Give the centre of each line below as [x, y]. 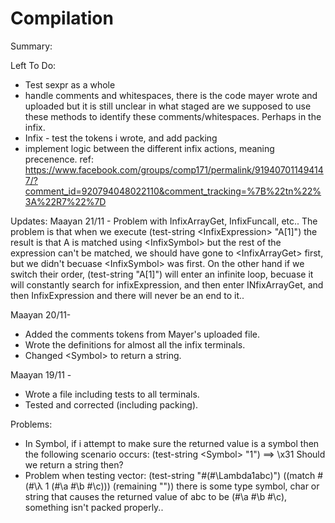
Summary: [31, 46]
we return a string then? [74, 464]
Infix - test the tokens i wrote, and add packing [121, 138]
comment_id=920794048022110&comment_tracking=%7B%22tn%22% [173, 191]
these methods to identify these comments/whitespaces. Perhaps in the [173, 116]
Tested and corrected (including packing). [111, 404]
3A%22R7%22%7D [65, 201]
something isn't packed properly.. [94, 507]
